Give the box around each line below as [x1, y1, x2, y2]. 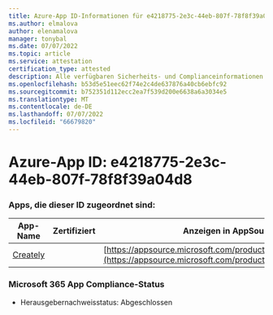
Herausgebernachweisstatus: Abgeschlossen [19, 297, 173, 307]
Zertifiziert [52, 225, 96, 237]
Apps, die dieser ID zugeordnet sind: [8, 199, 156, 210]
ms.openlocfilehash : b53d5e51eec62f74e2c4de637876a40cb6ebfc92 [8, 80, 227, 88]
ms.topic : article [8, 50, 71, 58]
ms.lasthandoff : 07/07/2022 [8, 111, 104, 119]
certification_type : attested [8, 65, 111, 73]
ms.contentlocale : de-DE [8, 103, 93, 111]
